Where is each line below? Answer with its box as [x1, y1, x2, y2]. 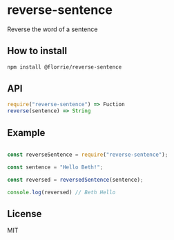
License [7, 207, 42, 220]
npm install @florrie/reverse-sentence [7, 63, 122, 71]
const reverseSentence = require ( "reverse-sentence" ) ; [7, 151, 168, 158]
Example [7, 127, 46, 139]
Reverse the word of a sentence [7, 25, 98, 33]
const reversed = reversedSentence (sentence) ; [7, 176, 144, 183]
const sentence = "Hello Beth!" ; [7, 164, 104, 171]
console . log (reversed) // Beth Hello [7, 189, 116, 196]
